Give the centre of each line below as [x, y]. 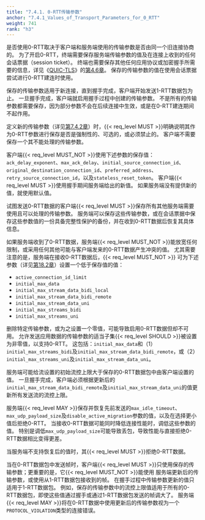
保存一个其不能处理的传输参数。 [47, 142]
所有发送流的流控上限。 [41, 395]
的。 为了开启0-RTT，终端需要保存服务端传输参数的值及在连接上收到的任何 [101, 55]
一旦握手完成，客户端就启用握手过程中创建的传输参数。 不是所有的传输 [107, 98]
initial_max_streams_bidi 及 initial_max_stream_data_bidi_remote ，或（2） [102, 351]
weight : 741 [21, 23]
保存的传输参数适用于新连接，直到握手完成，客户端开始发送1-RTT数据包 [97, 91]
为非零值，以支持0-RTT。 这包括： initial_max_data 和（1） [81, 344]
